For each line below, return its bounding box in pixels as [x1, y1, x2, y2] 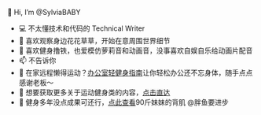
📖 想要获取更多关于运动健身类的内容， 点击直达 [18, 87, 171, 97]
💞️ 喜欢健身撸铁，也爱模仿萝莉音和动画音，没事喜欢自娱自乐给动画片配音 [18, 46, 253, 55]
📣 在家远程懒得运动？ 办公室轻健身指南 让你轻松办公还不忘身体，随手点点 [18, 68, 253, 77]
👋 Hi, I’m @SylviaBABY [7, 8, 81, 17]
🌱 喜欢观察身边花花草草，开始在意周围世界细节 [18, 36, 171, 45]
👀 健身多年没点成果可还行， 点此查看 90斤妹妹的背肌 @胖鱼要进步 [18, 98, 229, 106]
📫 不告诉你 [18, 56, 57, 65]
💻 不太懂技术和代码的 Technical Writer [18, 24, 145, 33]
